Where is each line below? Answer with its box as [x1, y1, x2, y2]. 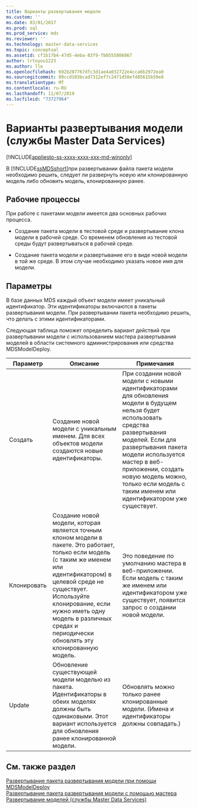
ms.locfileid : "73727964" [6, 96, 69, 102]
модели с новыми [122, 377, 174, 385]
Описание [69, 359, 100, 368]
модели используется [122, 451, 185, 459]
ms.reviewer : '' [6, 36, 46, 42]
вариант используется [52, 720, 117, 728]
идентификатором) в [52, 570, 112, 578]
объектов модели [52, 440, 103, 448]
